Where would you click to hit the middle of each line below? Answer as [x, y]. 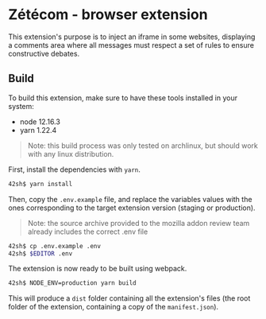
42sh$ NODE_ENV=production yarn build [72, 283]
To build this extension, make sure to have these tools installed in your [123, 98]
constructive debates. [44, 53]
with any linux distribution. [71, 154]
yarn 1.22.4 [38, 130]
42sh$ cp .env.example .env [55, 246]
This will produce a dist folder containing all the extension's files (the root [129, 298]
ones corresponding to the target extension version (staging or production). [132, 208]
